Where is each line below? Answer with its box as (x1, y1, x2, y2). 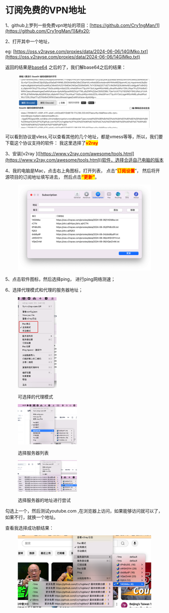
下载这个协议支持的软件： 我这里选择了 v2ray (5, 140, 98, 146)
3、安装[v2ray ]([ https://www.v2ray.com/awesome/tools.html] (5, 150, 134, 156)
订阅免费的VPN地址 (5, 5, 87, 16)
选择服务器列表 (18, 450, 49, 456)
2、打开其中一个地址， (5, 38, 52, 44)
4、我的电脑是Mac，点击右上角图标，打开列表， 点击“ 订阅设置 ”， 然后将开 (5, 168, 160, 174)
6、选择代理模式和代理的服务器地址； (5, 287, 83, 293)
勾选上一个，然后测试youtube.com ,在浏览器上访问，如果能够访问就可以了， (5, 508, 163, 514)
